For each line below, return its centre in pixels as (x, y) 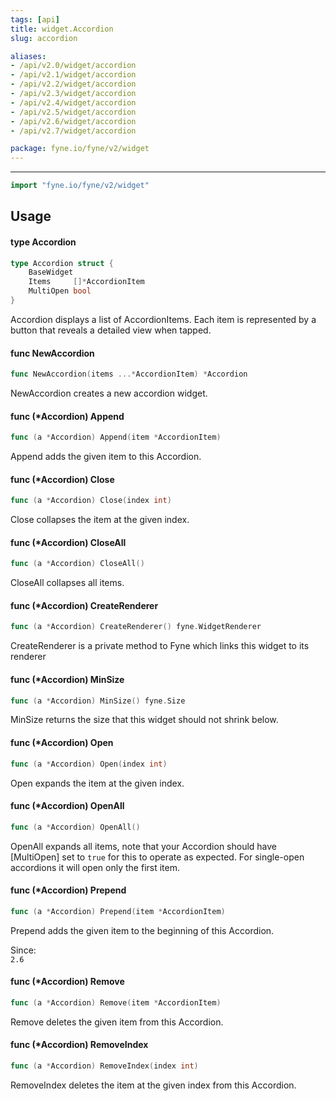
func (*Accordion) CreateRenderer (84, 605)
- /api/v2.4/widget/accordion (73, 102)
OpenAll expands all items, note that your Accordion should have (144, 846)
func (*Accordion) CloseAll (68, 542)
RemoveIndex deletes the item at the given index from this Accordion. (153, 1085)
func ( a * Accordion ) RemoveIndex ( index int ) (104, 1066)
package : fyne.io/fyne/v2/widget (80, 149)
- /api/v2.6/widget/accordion (73, 121)
